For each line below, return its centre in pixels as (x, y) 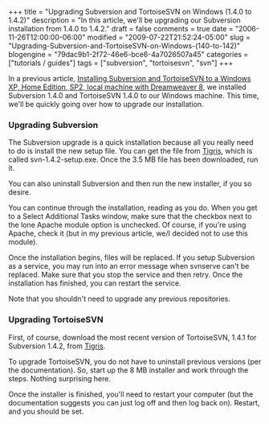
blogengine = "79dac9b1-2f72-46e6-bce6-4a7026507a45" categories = (128, 54)
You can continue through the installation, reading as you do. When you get (133, 208)
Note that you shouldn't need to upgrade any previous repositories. (119, 299)
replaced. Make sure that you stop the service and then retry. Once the (126, 275)
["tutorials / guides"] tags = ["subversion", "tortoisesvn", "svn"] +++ (121, 63)
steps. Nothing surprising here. (59, 378)
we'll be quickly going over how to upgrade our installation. (106, 104)
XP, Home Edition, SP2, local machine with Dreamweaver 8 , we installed (127, 87)
